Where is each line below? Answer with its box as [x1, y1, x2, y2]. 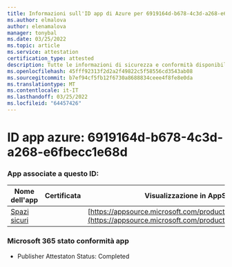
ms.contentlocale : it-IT [7, 87, 79, 94]
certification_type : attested [7, 55, 95, 62]
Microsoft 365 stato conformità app [7, 236, 129, 246]
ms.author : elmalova [7, 17, 67, 23]
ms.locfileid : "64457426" [7, 100, 81, 107]
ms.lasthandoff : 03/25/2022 [7, 94, 88, 101]
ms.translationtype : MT [7, 81, 76, 88]
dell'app [10, 195, 39, 205]
